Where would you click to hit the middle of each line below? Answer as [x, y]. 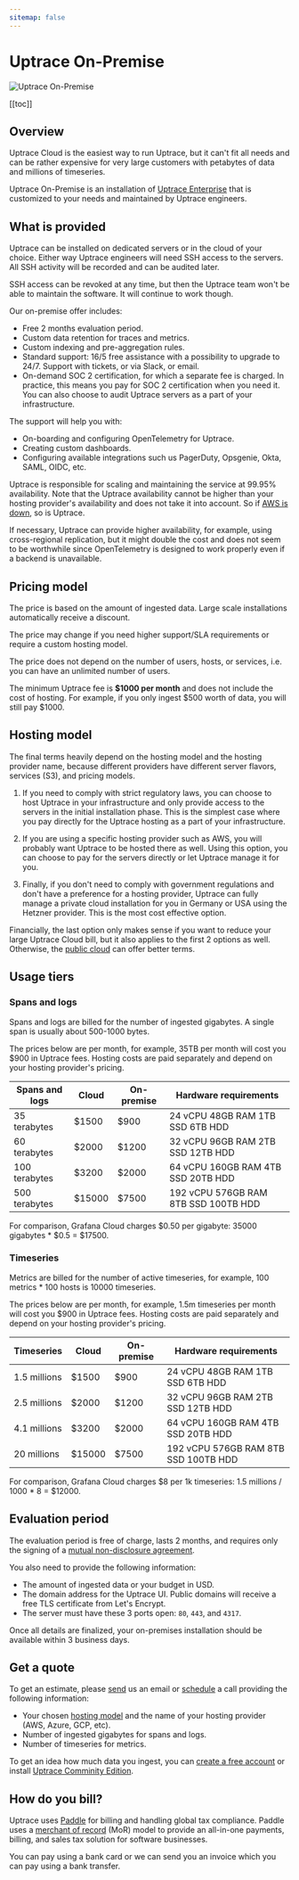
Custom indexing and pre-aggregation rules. [103, 348]
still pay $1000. [37, 707]
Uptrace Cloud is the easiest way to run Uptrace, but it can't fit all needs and [149, 153]
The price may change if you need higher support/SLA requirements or [139, 635]
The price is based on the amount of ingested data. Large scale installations [148, 608]
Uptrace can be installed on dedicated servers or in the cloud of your [136, 248]
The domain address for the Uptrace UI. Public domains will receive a [149, 1594]
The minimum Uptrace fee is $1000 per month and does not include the [141, 688]
